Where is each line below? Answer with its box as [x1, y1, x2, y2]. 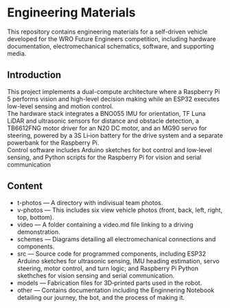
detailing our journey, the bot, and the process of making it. [16, 293, 185, 301]
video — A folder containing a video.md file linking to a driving [16, 220, 194, 228]
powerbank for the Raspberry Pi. [7, 139, 100, 147]
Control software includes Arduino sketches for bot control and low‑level [7, 145, 212, 154]
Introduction [7, 69, 62, 81]
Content [7, 180, 43, 192]
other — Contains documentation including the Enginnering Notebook [16, 286, 215, 294]
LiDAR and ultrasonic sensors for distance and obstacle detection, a [7, 117, 199, 125]
